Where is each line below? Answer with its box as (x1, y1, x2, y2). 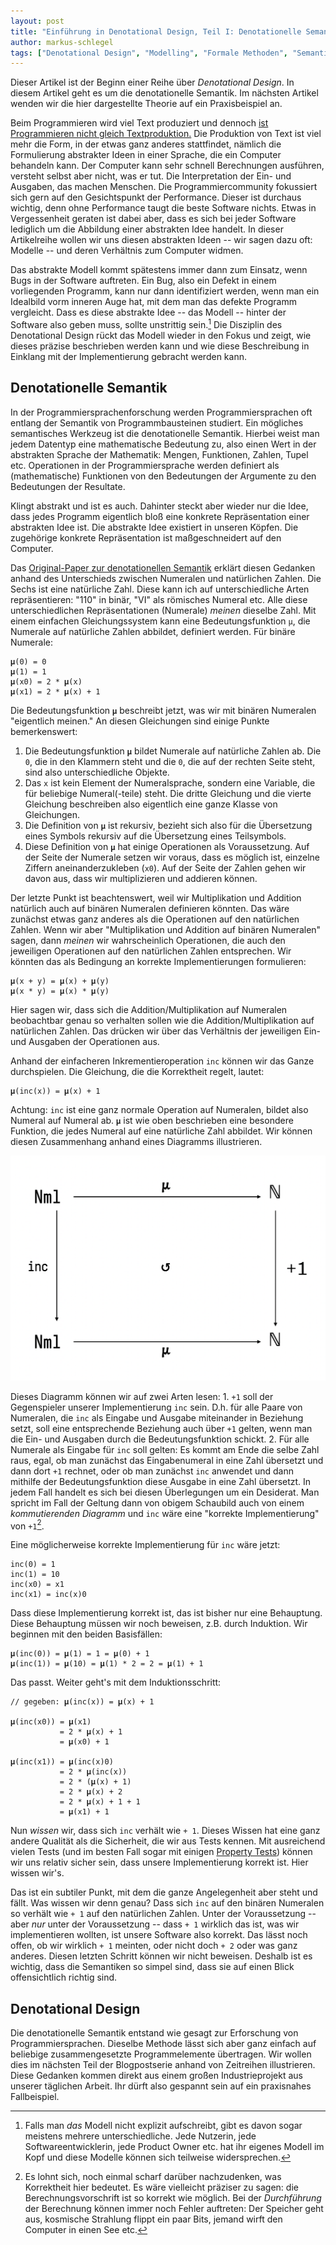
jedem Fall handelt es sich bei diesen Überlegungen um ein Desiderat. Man (10, 1486, 320, 1498)
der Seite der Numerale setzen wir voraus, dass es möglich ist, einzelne (24, 851, 321, 863)
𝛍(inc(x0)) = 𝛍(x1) (10, 1717, 92, 1727)
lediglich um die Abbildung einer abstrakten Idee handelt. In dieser (10, 223, 284, 235)
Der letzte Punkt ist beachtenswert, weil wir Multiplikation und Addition (10, 891, 302, 904)
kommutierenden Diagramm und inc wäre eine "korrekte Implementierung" (10, 1507, 320, 1519)
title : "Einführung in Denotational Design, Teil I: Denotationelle (10, 26, 302, 37)
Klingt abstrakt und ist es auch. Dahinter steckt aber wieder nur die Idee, (10, 500, 309, 512)
